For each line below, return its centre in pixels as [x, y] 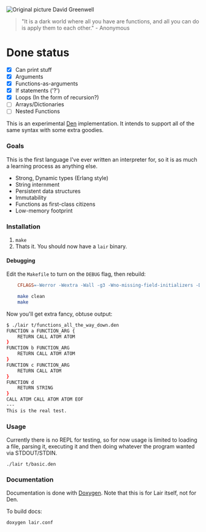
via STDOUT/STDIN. [32, 453]
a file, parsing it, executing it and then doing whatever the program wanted [101, 447]
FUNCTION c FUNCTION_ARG [38, 365]
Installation [24, 226]
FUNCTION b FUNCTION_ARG [38, 348]
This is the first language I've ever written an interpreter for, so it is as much [102, 159]
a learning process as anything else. [52, 166]
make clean [31, 297]
